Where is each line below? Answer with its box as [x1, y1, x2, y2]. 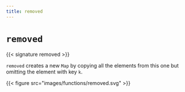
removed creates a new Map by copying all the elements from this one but [6, 62, 179, 69]
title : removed [6, 8, 43, 15]
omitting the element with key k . [6, 68, 83, 75]
